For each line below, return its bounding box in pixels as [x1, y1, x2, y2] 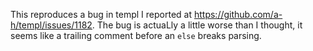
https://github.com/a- [193, 9, 283, 20]
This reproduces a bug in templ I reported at [10, 9, 193, 20]
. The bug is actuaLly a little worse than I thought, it [91, 19, 303, 31]
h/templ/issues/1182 [10, 19, 93, 31]
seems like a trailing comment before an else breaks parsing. [10, 30, 262, 41]
